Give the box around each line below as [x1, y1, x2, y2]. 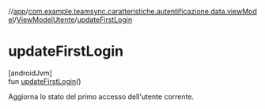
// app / [8, 7, 29, 16]
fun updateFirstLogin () [8, 76, 81, 85]
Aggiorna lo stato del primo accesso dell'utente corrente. [8, 92, 195, 101]
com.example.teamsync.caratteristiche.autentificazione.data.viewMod [28, 7, 257, 16]
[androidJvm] [8, 68, 53, 78]
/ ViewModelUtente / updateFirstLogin [13, 15, 133, 24]
